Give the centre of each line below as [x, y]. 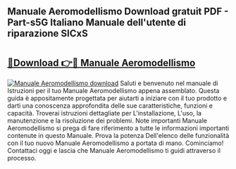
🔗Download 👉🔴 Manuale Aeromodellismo [101, 63]
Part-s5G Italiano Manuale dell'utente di [97, 23]
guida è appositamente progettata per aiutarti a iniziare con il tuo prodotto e [117, 98]
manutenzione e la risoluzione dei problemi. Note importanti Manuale [107, 120]
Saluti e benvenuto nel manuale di [169, 83]
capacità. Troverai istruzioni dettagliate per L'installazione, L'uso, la [105, 113]
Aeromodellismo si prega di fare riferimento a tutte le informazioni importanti [118, 128]
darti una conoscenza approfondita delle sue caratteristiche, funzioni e [110, 106]
